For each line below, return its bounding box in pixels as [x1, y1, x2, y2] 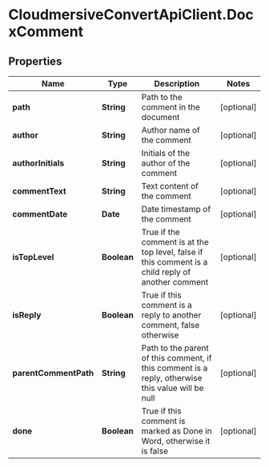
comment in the [141, 102, 200, 113]
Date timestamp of [141, 204, 211, 214]
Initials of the [141, 148, 191, 158]
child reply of [141, 266, 191, 277]
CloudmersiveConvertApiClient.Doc [8, 6, 255, 24]
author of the [141, 158, 191, 169]
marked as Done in [141, 425, 212, 437]
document [141, 112, 180, 122]
